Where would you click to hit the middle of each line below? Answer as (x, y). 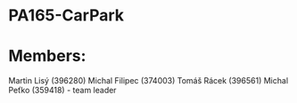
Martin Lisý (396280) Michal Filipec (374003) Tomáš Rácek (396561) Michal (148, 81)
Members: (47, 56)
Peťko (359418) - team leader (62, 91)
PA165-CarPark (66, 16)
